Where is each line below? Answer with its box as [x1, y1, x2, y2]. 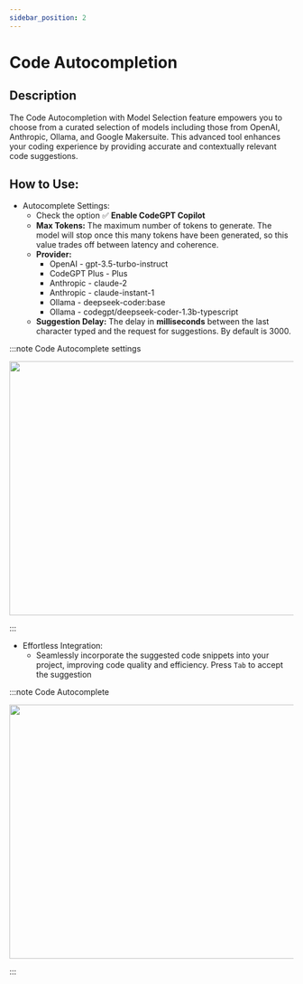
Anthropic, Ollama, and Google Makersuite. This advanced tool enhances [9, 131, 281, 142]
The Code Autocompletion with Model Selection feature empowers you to [9, 112, 282, 123]
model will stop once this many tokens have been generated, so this [35, 230, 289, 240]
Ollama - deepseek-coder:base [49, 297, 166, 308]
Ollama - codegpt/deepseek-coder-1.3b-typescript [49, 306, 239, 317]
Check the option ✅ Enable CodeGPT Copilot [35, 210, 206, 221]
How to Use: [9, 177, 79, 192]
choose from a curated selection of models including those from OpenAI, [9, 121, 280, 132]
